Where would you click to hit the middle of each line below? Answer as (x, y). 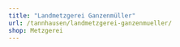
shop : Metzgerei (36, 30)
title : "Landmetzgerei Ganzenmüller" (72, 16)
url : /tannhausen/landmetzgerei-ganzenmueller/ (90, 23)
